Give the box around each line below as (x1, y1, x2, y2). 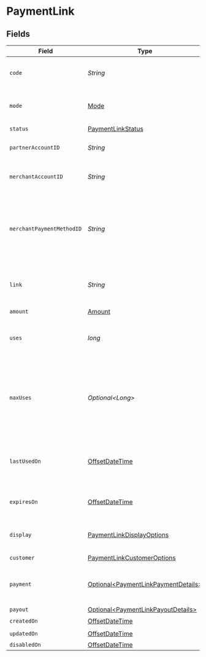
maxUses (9, 394, 32, 401)
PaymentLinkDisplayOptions (88, 531, 169, 539)
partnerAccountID (9, 144, 60, 151)
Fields (6, 29, 31, 39)
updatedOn (9, 630, 38, 637)
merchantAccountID (9, 173, 63, 180)
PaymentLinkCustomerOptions (88, 553, 176, 562)
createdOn (9, 617, 38, 625)
